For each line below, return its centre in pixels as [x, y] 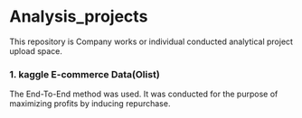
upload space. [36, 50]
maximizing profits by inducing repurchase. [90, 104]
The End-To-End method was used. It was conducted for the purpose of [144, 94]
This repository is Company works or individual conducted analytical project [151, 41]
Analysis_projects [79, 17]
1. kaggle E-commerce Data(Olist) [85, 74]
